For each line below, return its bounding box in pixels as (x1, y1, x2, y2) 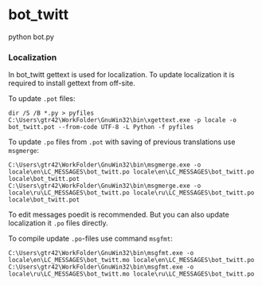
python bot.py (8, 32, 54, 41)
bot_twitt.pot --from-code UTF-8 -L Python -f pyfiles (8, 123, 194, 131)
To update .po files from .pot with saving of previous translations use (8, 137, 236, 147)
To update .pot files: (8, 94, 76, 104)
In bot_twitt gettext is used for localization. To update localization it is (8, 70, 235, 80)
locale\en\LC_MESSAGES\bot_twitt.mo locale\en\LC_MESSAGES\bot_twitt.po (8, 257, 255, 264)
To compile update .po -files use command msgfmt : (8, 233, 173, 244)
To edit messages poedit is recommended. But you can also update (8, 210, 229, 220)
